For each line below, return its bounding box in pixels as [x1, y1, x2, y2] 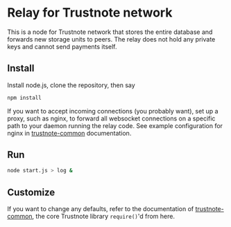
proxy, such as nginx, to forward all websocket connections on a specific [7, 114, 216, 122]
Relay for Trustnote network [7, 5, 173, 21]
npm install [7, 94, 42, 101]
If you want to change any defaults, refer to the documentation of [7, 205, 194, 213]
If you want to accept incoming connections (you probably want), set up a [7, 107, 219, 115]
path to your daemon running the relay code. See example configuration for [7, 121, 223, 129]
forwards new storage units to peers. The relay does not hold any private [7, 35, 216, 43]
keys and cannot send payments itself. [7, 42, 117, 51]
